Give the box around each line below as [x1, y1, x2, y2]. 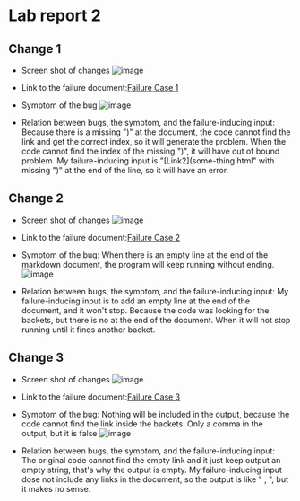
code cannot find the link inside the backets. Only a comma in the [21, 418, 263, 429]
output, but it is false [21, 427, 98, 438]
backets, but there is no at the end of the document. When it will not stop [21, 314, 291, 325]
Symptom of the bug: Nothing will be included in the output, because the [21, 409, 290, 419]
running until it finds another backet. [21, 324, 156, 335]
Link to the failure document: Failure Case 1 [21, 83, 179, 92]
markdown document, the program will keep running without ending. [21, 259, 275, 269]
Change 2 [8, 190, 64, 207]
